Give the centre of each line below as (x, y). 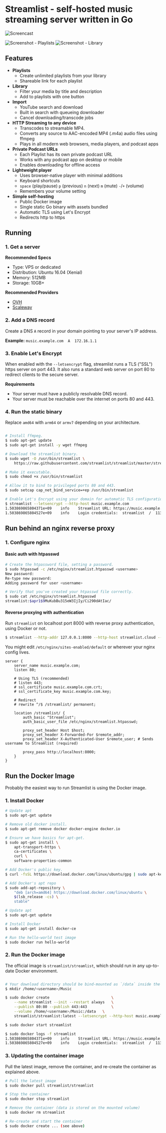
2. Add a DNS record (30, 320)
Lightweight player (32, 170)
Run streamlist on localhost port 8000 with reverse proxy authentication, (80, 623)
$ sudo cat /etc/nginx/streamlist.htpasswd (51, 596)
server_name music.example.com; (47, 666)
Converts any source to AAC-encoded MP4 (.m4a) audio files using (88, 133)
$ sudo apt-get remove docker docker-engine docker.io (63, 829)
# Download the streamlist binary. (42, 454)
